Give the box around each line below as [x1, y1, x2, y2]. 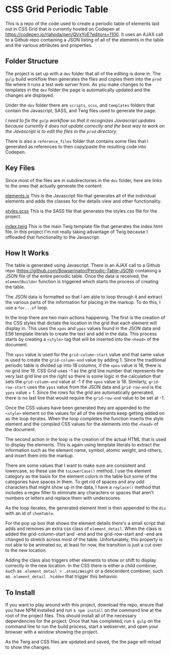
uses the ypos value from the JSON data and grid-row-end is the [27, 384, 162, 390]
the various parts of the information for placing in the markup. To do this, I [5, 299, 161, 306]
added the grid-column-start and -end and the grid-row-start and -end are [5, 531, 163, 537]
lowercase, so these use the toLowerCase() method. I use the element [5, 468, 152, 474]
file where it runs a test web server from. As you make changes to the [5, 81, 152, 87]
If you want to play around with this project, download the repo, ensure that [5, 602, 164, 608]
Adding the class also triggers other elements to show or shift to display [5, 557, 157, 563]
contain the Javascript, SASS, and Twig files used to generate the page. [5, 107, 157, 113]
